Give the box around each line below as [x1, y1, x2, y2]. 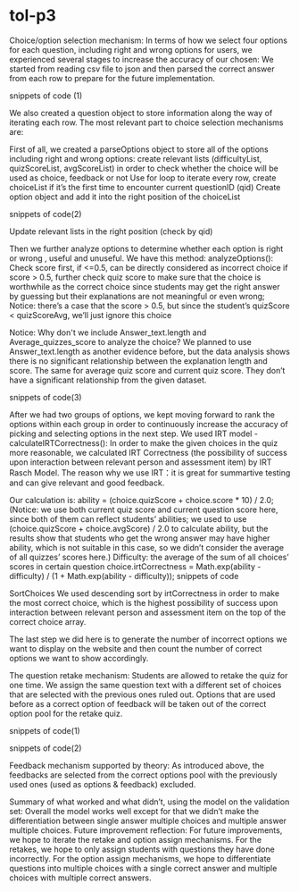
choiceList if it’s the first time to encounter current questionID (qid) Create [9, 181, 281, 192]
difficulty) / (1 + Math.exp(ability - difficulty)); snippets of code [9, 570, 239, 581]
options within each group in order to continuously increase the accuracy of [9, 418, 288, 429]
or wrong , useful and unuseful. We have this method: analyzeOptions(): [9, 252, 274, 264]
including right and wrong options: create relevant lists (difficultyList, [9, 153, 262, 164]
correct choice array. [9, 616, 87, 627]
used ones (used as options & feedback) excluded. [9, 778, 196, 789]
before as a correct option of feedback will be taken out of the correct [9, 698, 267, 709]
